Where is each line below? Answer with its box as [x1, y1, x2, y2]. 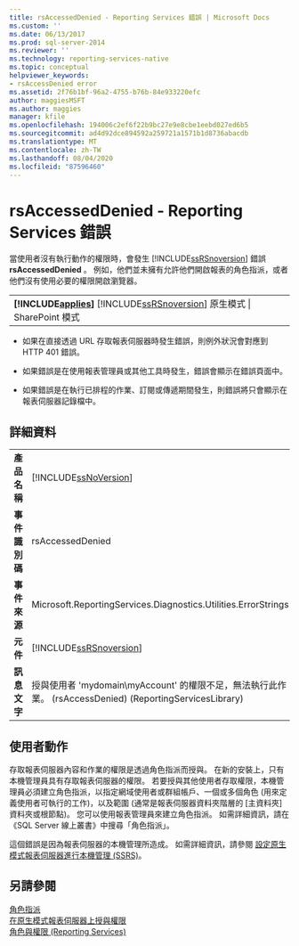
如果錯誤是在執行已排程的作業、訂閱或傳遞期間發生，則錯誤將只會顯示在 [21, 385, 287, 396]
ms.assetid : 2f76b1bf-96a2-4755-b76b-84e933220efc [9, 87, 201, 96]
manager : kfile [9, 112, 66, 121]
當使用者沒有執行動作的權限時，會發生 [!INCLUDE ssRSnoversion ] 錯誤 [9, 253, 267, 264]
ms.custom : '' [9, 21, 62, 30]
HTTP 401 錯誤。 [21, 347, 85, 357]
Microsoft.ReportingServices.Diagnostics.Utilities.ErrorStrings [31, 599, 289, 611]
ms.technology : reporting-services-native [9, 54, 169, 63]
